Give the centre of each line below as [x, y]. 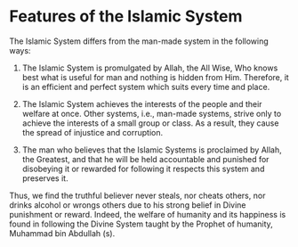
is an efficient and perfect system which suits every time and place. [146, 86]
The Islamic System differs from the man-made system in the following [139, 41]
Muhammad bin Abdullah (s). [62, 233]
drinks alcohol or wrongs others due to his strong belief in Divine [128, 205]
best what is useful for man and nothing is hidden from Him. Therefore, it [155, 77]
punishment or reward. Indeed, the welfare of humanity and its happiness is [148, 214]
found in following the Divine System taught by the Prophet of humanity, [141, 224]
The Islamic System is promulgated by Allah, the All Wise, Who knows [150, 68]
